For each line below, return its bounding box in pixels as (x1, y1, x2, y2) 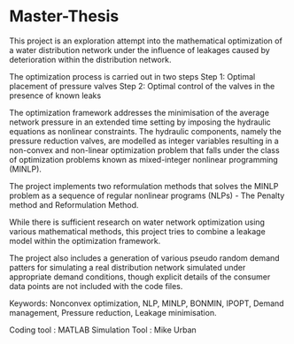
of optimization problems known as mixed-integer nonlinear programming (9, 154, 279, 164)
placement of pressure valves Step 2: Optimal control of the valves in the (9, 80, 275, 91)
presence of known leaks (9, 90, 102, 101)
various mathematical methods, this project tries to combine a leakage (9, 226, 266, 236)
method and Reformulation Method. (9, 199, 139, 210)
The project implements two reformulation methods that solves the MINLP (9, 180, 279, 191)
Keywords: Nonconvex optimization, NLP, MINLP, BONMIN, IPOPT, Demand (9, 298, 285, 309)
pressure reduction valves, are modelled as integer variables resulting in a (9, 135, 279, 146)
